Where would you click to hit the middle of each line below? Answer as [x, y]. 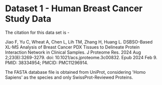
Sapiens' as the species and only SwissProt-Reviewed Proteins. [69, 77]
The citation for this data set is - [37, 32]
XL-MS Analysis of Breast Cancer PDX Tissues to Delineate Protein [72, 47]
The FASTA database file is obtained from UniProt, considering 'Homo [75, 72]
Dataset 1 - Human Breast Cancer [74, 9]
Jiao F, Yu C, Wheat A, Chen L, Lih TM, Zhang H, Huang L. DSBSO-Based [79, 42]
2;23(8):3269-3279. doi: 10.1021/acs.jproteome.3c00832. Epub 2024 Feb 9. [81, 57]
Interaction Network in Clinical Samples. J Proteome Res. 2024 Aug [73, 52]
